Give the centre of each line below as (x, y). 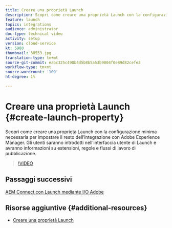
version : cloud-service (31, 44)
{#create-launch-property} (64, 118)
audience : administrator (32, 29)
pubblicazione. (21, 153)
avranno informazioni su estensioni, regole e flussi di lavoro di (70, 148)
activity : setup (23, 39)
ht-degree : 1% (20, 77)
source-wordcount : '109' (32, 72)
